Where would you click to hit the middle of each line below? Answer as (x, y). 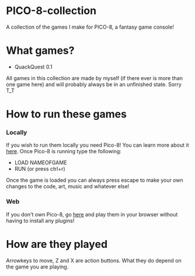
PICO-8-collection (51, 11)
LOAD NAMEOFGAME (41, 163)
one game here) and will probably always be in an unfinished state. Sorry (94, 84)
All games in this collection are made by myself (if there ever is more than (94, 78)
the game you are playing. (37, 267)
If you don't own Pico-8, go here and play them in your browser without (92, 214)
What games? (40, 51)
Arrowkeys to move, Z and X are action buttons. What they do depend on (94, 260)
